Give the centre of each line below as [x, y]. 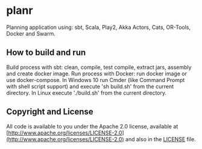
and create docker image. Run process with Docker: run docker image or [96, 74]
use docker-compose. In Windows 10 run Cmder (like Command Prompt [96, 80]
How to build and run [46, 53]
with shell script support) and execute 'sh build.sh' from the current [90, 86]
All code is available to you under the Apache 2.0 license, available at [92, 126]
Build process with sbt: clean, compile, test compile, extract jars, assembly [99, 67]
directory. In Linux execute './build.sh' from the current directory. [87, 93]
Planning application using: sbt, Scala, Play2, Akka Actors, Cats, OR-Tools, [99, 27]
